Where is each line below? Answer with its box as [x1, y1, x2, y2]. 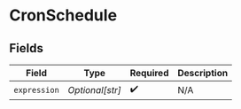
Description [176, 67, 229, 79]
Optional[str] [67, 83, 121, 96]
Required [129, 67, 169, 79]
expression [13, 85, 59, 95]
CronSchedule [9, 5, 118, 26]
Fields [9, 41, 44, 56]
